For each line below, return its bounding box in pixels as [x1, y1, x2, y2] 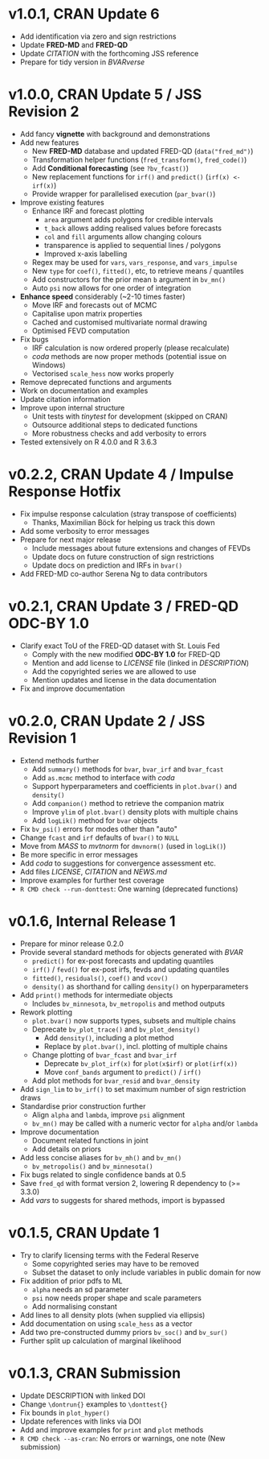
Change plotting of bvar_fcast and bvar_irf [31, 1050, 177, 1060]
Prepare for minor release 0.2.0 [19, 939, 124, 949]
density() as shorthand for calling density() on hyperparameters [31, 982, 249, 991]
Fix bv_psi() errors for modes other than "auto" [19, 824, 178, 833]
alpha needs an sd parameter [31, 1284, 129, 1294]
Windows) [31, 360, 66, 370]
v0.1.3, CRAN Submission [8, 1364, 181, 1382]
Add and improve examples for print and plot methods [19, 1424, 204, 1434]
